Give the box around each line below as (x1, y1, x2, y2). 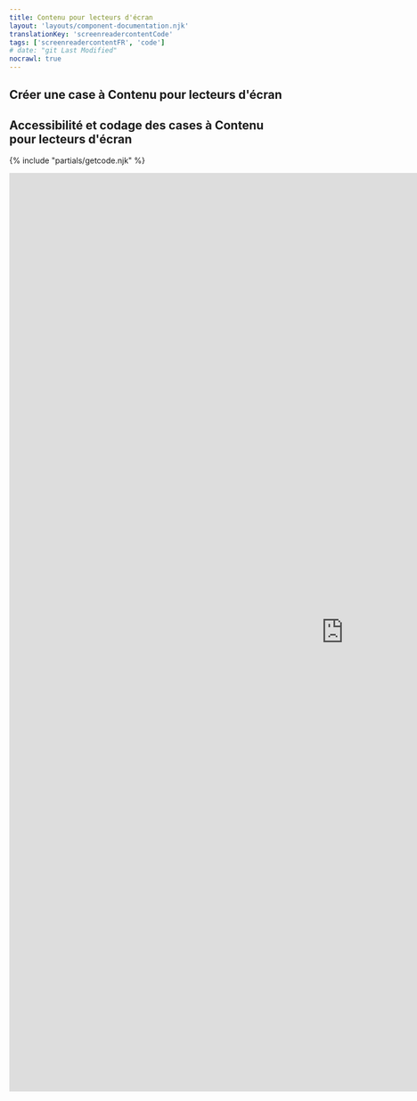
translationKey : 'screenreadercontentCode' (9, 29, 174, 38)
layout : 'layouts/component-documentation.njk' (9, 21, 190, 30)
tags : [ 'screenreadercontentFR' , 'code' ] (9, 37, 166, 47)
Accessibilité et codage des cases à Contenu (9, 118, 265, 133)
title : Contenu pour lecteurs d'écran (9, 12, 153, 22)
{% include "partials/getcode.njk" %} (9, 155, 145, 166)
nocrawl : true (9, 54, 62, 63)
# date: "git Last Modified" (9, 46, 118, 55)
